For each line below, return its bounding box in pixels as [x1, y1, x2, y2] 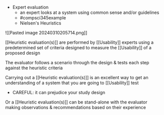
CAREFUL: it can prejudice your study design [12, 90, 105, 95]
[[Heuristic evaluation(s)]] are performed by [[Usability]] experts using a [5, 39, 154, 45]
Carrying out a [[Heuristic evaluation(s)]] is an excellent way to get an [5, 75, 148, 80]
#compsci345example [19, 15, 66, 20]
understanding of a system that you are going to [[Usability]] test [5, 80, 139, 86]
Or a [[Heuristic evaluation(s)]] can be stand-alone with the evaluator [5, 99, 147, 105]
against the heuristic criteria [5, 65, 63, 71]
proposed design [5, 50, 40, 56]
